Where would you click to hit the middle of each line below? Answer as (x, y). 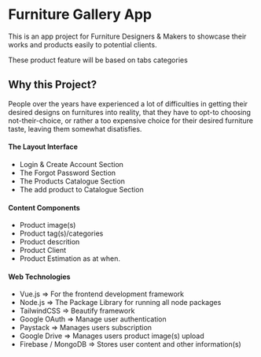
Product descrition (50, 242)
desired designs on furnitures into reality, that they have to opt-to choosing (130, 112)
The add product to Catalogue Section (81, 189)
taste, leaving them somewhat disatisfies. (75, 128)
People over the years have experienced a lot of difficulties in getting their (128, 103)
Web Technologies (39, 277)
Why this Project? (52, 85)
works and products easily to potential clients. (83, 44)
